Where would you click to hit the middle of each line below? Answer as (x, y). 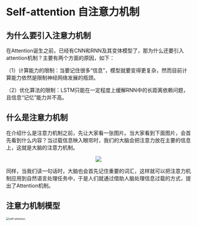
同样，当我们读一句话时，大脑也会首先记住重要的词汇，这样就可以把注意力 (96, 171)
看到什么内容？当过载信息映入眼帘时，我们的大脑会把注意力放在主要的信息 (101, 140)
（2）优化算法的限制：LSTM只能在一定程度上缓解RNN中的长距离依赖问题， (97, 90)
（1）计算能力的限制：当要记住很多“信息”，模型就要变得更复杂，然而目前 (94, 70)
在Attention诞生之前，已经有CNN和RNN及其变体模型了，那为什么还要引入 (95, 51)
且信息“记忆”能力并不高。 (37, 97)
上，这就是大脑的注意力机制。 (42, 148)
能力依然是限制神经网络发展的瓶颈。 (55, 78)
